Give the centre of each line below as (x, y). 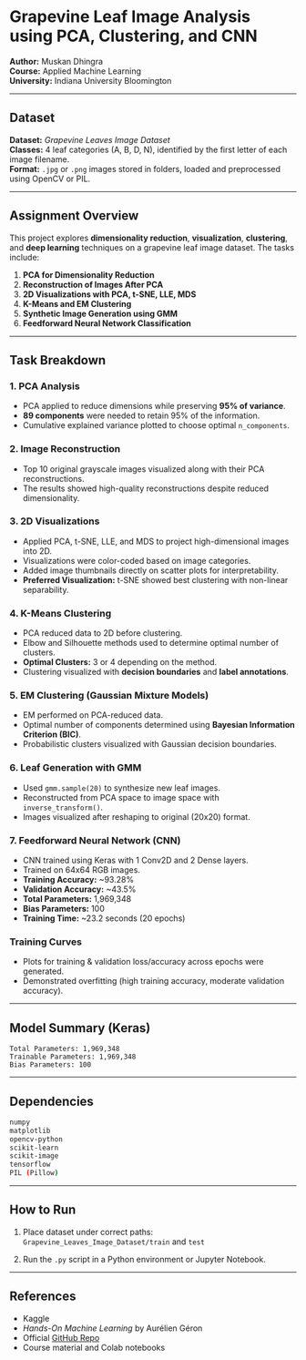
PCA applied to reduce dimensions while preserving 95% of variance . (154, 406)
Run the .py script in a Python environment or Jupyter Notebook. (144, 1259)
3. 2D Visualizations (55, 521)
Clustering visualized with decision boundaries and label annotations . (156, 672)
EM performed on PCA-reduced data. (93, 715)
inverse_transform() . (62, 807)
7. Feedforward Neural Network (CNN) (95, 840)
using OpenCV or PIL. (50, 179)
